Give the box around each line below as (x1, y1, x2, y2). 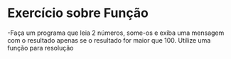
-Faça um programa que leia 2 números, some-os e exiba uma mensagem (7, 28, 225, 37)
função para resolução (7, 43, 74, 52)
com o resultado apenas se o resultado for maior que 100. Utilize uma (7, 36, 211, 44)
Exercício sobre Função (7, 5, 149, 21)
